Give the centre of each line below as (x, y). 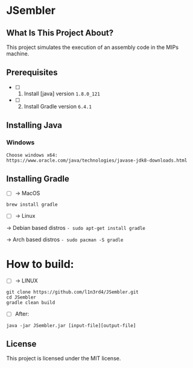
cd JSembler (21, 297)
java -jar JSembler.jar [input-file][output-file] (71, 325)
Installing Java (34, 125)
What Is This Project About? (60, 33)
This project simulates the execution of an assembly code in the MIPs (93, 47)
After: (22, 314)
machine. (18, 54)
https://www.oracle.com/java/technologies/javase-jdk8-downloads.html (97, 160)
